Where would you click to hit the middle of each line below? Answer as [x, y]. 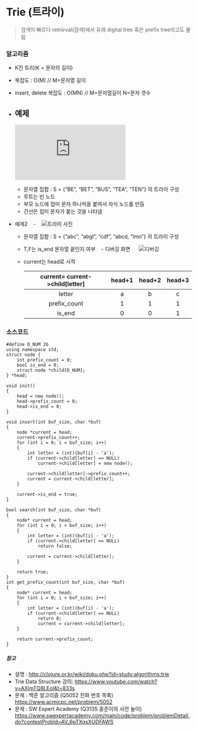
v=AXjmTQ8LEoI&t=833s [45, 688]
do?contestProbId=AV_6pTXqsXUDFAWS [64, 722]
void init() [21, 386]
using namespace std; [33, 350]
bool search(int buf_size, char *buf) [54, 510]
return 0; [49, 619]
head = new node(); [41, 397]
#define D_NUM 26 [27, 345]
